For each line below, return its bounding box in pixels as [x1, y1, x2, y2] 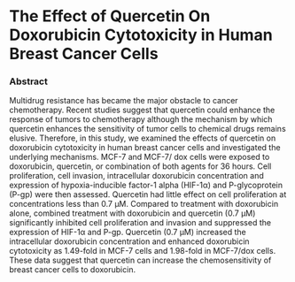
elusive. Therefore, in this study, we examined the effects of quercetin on [9, 133, 276, 143]
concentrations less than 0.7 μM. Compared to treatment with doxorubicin [9, 199, 279, 210]
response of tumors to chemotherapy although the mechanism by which [9, 114, 273, 125]
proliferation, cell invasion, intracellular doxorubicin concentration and [9, 171, 264, 181]
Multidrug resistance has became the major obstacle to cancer [9, 95, 238, 106]
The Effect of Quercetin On [9, 6, 211, 27]
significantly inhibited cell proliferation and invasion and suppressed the [9, 217, 272, 228]
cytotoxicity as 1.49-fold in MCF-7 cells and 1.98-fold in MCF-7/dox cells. [9, 246, 276, 256]
